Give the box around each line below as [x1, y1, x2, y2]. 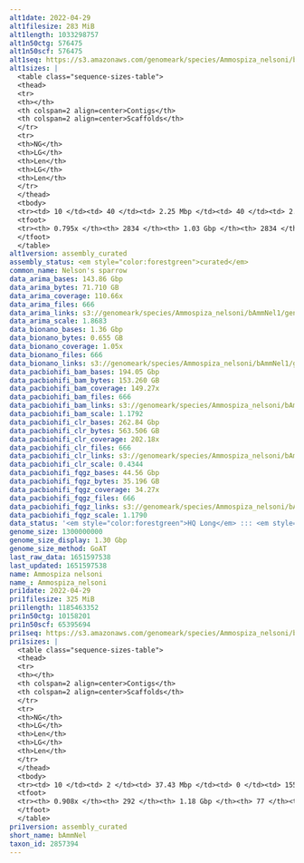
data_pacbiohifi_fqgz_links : [9, 502, 119, 511]
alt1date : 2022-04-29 [9, 13, 91, 23]
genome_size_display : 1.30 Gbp [9, 536, 128, 545]
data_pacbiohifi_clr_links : [9, 451, 116, 461]
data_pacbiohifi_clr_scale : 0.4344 [9, 460, 144, 470]
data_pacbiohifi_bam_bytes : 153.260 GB [9, 375, 160, 385]
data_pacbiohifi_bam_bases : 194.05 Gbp [9, 367, 160, 376]
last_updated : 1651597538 [9, 561, 107, 570]
